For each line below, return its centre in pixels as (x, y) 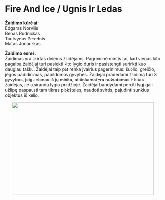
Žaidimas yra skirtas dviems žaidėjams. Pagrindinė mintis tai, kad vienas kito (83, 58)
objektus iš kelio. (22, 95)
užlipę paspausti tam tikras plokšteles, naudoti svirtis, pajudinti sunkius (77, 90)
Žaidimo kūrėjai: (22, 23)
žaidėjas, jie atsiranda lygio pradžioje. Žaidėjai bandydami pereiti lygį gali (79, 84)
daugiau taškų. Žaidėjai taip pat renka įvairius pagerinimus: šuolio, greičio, (80, 69)
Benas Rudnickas (23, 33)
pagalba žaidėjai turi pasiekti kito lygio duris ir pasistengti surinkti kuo (76, 64)
